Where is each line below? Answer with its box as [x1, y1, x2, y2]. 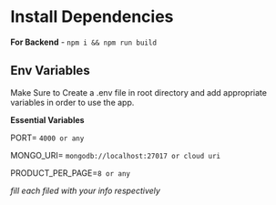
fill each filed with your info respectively [10, 185, 160, 196]
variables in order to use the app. [10, 97, 135, 108]
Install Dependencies [10, 6, 174, 27]
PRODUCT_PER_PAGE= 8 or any [10, 167, 131, 179]
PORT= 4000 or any [10, 132, 85, 143]
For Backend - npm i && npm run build [10, 36, 158, 47]
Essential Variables [10, 114, 85, 125]
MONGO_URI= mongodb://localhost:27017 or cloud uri [10, 149, 221, 160]
